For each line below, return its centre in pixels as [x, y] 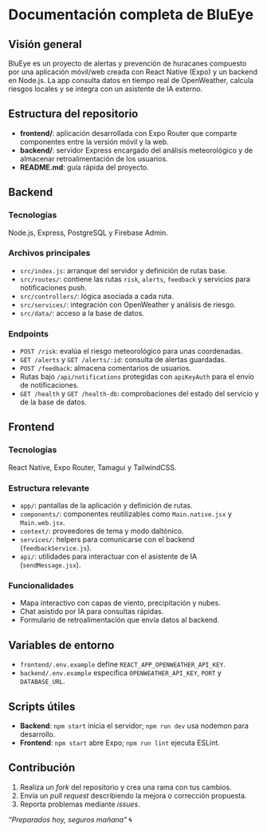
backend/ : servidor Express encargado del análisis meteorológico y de [136, 150]
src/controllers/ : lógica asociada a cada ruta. [96, 296]
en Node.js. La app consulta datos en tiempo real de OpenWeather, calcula [131, 80]
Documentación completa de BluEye [131, 15]
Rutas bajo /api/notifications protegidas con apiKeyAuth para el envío [137, 376]
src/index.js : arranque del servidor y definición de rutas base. [123, 270]
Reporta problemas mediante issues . [80, 804]
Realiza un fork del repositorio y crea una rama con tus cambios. [126, 787]
